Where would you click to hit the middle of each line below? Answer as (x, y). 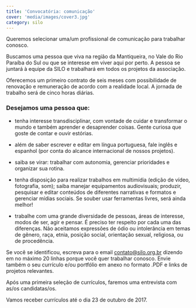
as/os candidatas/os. (31, 288)
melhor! (24, 204)
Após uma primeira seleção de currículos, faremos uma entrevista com (92, 282)
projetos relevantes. (30, 271)
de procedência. (34, 241)
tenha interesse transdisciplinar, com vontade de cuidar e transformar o (101, 121)
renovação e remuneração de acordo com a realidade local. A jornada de (94, 87)
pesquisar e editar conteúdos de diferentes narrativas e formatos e (95, 192)
